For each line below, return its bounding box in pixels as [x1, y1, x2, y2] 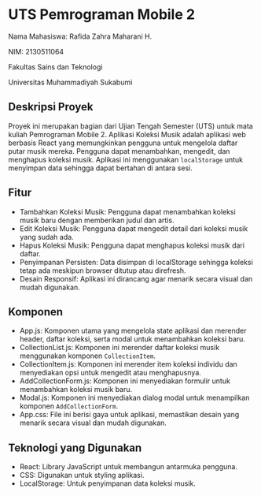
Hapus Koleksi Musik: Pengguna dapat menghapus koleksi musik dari [19, 241, 245, 250]
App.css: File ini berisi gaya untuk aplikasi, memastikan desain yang [19, 410, 240, 420]
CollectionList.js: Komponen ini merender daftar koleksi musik [19, 343, 220, 352]
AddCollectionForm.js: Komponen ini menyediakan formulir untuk [19, 376, 230, 386]
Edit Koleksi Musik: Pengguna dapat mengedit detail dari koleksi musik [19, 223, 248, 233]
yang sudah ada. [19, 232, 74, 241]
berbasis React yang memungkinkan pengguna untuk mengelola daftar [8, 138, 238, 147]
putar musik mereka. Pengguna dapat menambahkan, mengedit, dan [8, 146, 230, 155]
